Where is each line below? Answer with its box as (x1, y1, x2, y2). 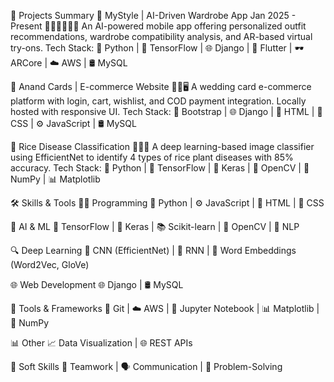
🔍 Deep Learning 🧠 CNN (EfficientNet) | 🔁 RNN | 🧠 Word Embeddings (10, 245, 297, 256)
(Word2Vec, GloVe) (10, 259, 90, 270)
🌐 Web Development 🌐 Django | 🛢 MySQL (10, 279, 184, 290)
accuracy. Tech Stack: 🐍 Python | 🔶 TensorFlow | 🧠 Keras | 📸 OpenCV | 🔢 (10, 162, 310, 174)
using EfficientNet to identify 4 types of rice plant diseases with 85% (10, 151, 294, 163)
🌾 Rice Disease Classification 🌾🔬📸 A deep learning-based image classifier (10, 141, 315, 152)
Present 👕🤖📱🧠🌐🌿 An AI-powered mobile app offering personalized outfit (10, 20, 307, 32)
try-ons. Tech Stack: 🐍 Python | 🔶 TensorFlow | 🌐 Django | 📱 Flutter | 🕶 (10, 42, 305, 54)
